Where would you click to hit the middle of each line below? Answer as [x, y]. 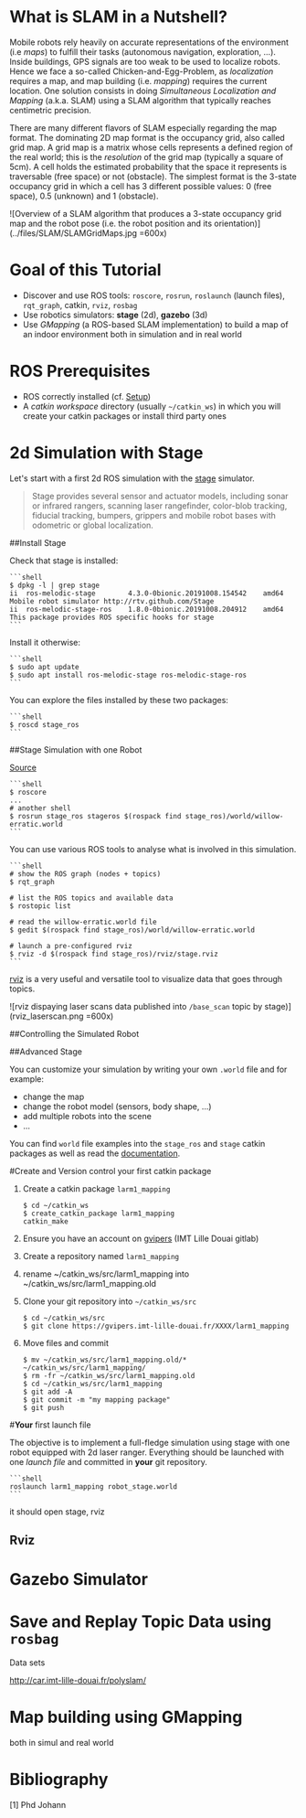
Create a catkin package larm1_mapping [96, 1188]
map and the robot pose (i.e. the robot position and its [111, 223]
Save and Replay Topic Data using [141, 1621]
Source [23, 767]
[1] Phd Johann [38, 1805]
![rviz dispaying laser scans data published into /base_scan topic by [136, 1006]
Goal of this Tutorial [85, 270]
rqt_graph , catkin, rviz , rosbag [80, 305]
